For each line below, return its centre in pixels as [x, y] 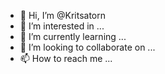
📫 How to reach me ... [66, 58]
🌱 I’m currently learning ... [73, 36]
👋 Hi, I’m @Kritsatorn [63, 15]
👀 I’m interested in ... [62, 26]
